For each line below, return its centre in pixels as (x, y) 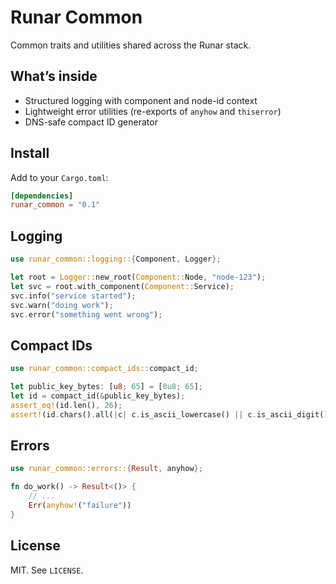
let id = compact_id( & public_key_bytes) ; (98, 396)
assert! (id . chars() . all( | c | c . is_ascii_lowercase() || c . (133, 414)
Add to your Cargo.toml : (59, 177)
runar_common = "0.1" (55, 205)
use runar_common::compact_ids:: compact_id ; (104, 369)
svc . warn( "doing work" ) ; (62, 305)
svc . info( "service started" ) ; (73, 296)
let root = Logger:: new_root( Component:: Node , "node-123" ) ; (138, 277)
